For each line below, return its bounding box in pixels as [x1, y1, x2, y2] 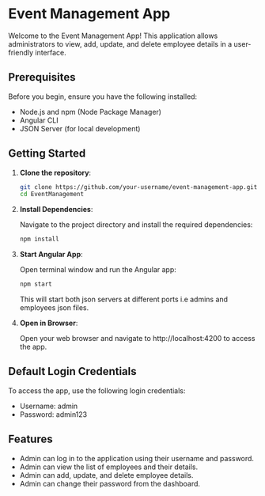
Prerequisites [8, 70, 76, 84]
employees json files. [19, 303, 89, 312]
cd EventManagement [19, 191, 85, 199]
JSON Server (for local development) [19, 123, 141, 133]
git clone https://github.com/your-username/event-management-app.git [19, 183, 258, 191]
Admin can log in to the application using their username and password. [19, 453, 255, 463]
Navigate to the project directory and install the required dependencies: [19, 220, 253, 229]
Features [8, 433, 53, 446]
